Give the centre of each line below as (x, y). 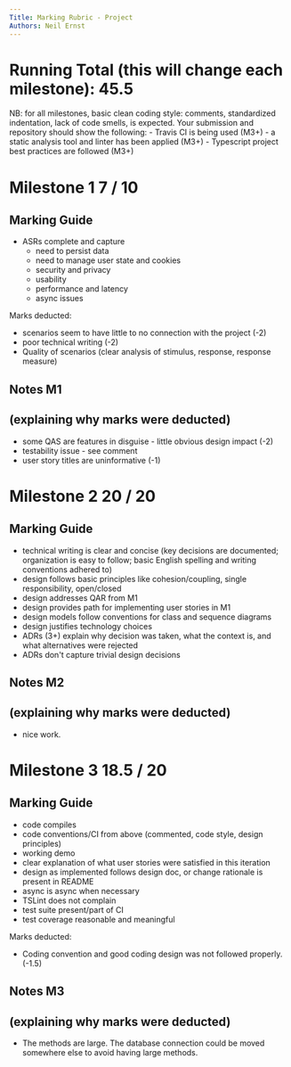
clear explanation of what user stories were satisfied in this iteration (146, 862)
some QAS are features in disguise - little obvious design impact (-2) (148, 441)
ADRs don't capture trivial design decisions (101, 654)
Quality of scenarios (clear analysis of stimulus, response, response (146, 352)
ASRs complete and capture (73, 242)
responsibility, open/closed (72, 588)
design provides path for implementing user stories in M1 (126, 607)
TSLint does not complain (69, 900)
